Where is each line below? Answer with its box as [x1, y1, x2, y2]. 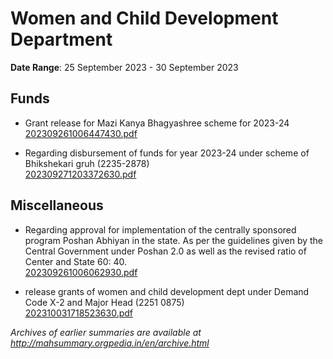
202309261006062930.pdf [24, 266, 138, 278]
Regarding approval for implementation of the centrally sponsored [24, 223, 297, 236]
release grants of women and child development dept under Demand [24, 285, 310, 297]
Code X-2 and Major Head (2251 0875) [24, 296, 185, 308]
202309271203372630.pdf [24, 168, 137, 180]
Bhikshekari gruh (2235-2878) [24, 157, 150, 169]
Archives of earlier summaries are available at [10, 326, 202, 338]
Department [10, 28, 113, 51]
